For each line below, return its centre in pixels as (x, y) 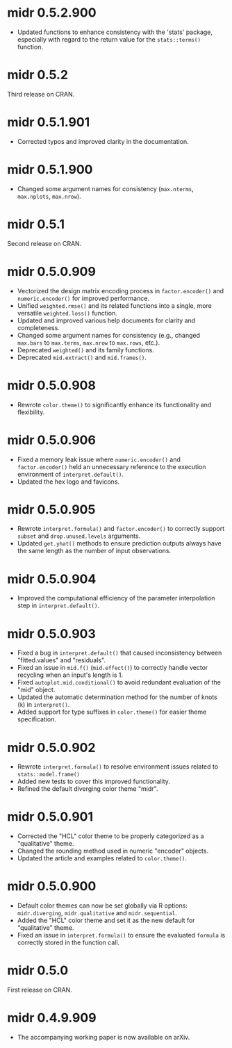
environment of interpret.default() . (70, 474)
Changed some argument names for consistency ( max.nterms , (106, 188)
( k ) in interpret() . (43, 705)
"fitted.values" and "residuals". (61, 660)
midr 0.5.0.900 (52, 886)
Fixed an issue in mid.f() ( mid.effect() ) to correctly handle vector (113, 668)
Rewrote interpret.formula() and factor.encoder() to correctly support (121, 529)
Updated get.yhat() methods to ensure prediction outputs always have (119, 543)
